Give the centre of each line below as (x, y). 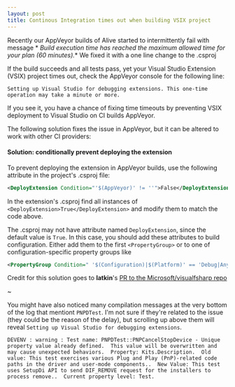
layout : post (26, 14)
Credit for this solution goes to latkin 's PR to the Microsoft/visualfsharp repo (117, 278)
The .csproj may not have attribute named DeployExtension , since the (107, 229)
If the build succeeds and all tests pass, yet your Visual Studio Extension (112, 68)
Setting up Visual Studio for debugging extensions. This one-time (108, 89)
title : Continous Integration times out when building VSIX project (109, 20)
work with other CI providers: (49, 136)
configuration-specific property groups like (69, 251)
